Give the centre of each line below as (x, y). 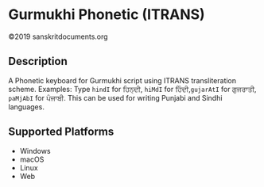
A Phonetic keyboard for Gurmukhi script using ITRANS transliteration (122, 80)
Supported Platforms (61, 132)
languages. (27, 107)
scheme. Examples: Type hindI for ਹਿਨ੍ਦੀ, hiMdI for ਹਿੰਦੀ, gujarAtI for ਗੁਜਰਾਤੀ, (132, 89)
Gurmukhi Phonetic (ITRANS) (107, 15)
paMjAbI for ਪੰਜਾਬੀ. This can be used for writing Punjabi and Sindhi (115, 97)
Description (38, 61)
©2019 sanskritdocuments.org (58, 36)
